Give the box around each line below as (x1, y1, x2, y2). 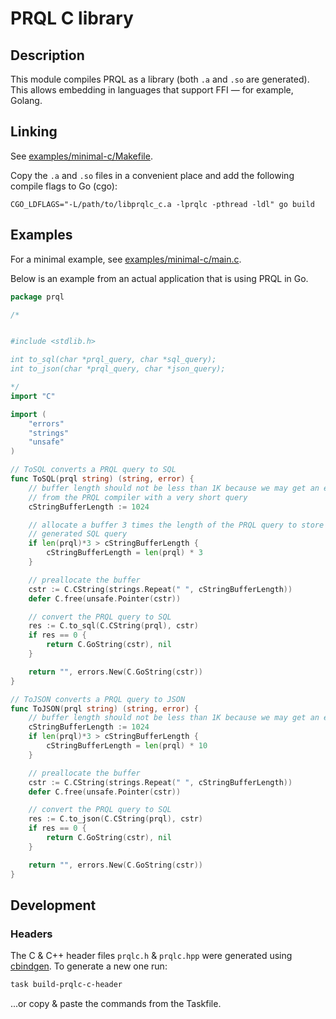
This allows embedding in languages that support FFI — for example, (10, 84, 294, 96)
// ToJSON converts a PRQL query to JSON (10, 694, 186, 704)
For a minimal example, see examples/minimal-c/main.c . (10, 253, 242, 265)
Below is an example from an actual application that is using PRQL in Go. (10, 272, 309, 284)
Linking (10, 123, 58, 141)
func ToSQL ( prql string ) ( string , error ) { (10, 474, 195, 484)
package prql (10, 292, 65, 302)
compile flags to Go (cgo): (10, 180, 118, 192)
